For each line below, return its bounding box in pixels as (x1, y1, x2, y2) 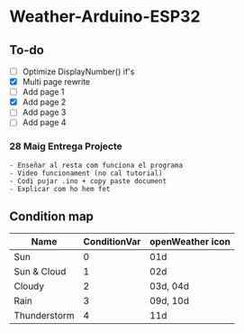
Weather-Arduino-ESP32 (9, 6, 201, 27)
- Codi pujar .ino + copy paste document (9, 176, 167, 186)
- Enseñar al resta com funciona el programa (9, 161, 183, 170)
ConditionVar (83, 236, 141, 248)
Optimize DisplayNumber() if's (22, 66, 135, 77)
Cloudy (14, 280, 45, 292)
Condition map (9, 209, 95, 225)
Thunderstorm (14, 310, 75, 322)
